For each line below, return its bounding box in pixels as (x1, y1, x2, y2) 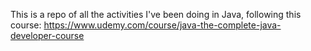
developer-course (10, 30, 85, 41)
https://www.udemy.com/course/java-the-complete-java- (43, 19, 282, 31)
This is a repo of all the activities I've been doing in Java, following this (10, 9, 302, 20)
